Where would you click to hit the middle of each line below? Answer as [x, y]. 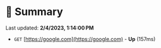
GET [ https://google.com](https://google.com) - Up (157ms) [85, 39]
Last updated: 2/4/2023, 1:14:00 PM [50, 28]
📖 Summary [34, 12]
